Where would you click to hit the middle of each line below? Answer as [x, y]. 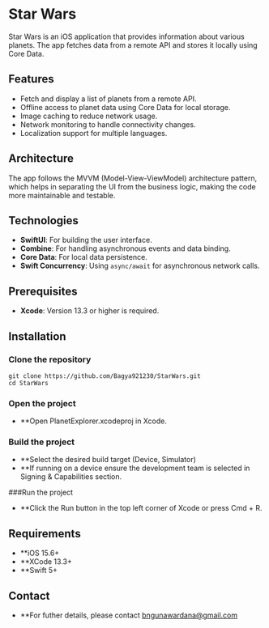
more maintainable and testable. [62, 195]
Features [31, 79]
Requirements [45, 534]
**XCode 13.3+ [46, 562]
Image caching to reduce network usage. [89, 116]
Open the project [42, 403]
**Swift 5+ [39, 571]
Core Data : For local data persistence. [83, 257]
